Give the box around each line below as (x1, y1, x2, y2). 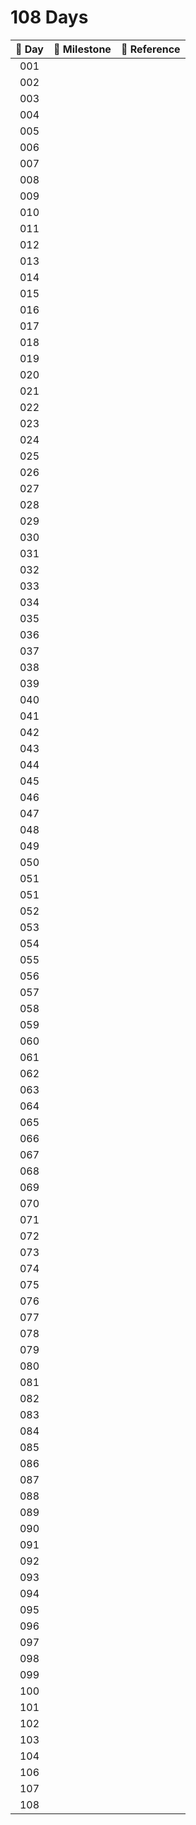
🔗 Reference (120, 42, 181, 56)
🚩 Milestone (53, 42, 112, 56)
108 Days (10, 6, 89, 29)
